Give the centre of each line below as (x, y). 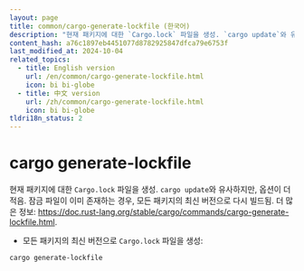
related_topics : (40, 60)
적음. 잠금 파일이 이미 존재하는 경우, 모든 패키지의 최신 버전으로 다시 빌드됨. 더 (147, 201)
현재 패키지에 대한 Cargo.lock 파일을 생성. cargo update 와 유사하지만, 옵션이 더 (150, 190)
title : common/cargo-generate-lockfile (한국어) (100, 26)
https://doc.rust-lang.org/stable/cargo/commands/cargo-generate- (163, 212)
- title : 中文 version (59, 93)
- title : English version (66, 69)
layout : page (34, 18)
